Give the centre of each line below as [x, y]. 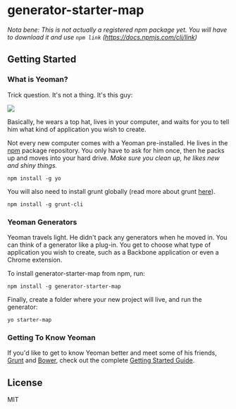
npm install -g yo [34, 178]
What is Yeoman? [38, 80]
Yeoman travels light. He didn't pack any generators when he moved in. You [117, 237]
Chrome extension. [35, 260]
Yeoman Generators [42, 222]
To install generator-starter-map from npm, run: [76, 273]
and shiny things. [32, 165]
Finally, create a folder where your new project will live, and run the [105, 299]
